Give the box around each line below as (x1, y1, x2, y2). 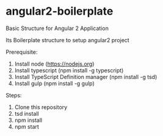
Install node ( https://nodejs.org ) (14, 60, 95, 67)
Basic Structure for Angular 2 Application (5, 25, 109, 32)
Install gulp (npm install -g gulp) (14, 80, 95, 87)
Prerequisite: (5, 48, 38, 56)
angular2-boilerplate (5, 4, 114, 18)
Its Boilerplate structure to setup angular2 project (5, 36, 129, 43)
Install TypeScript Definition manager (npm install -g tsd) (14, 73, 158, 80)
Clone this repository (14, 103, 68, 111)
